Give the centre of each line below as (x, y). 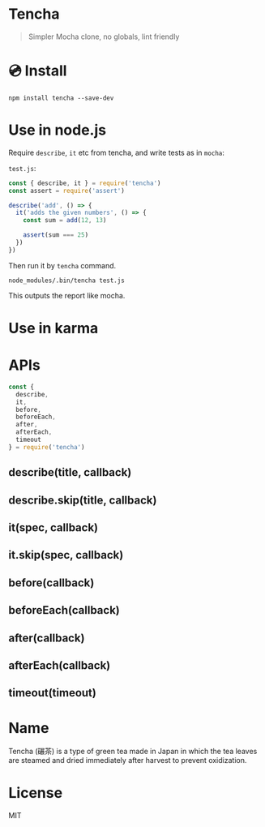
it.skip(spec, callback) (66, 555)
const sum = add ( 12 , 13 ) (65, 221)
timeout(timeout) (53, 693)
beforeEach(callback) (64, 610)
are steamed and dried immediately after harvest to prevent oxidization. (128, 761)
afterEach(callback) (60, 665)
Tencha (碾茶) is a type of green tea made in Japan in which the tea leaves (133, 752)
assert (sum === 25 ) (56, 235)
